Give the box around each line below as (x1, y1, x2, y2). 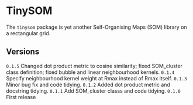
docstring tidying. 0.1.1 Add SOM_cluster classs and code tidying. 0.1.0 (6, 87, 181, 94)
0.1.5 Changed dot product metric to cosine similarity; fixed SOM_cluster (6, 62, 183, 69)
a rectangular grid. (6, 29, 51, 36)
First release (6, 93, 36, 100)
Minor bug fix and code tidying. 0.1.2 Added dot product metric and (6, 81, 171, 88)
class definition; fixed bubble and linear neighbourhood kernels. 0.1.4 (6, 69, 174, 76)
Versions (6, 47, 40, 57)
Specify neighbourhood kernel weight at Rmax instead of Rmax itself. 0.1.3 (6, 74, 187, 82)
